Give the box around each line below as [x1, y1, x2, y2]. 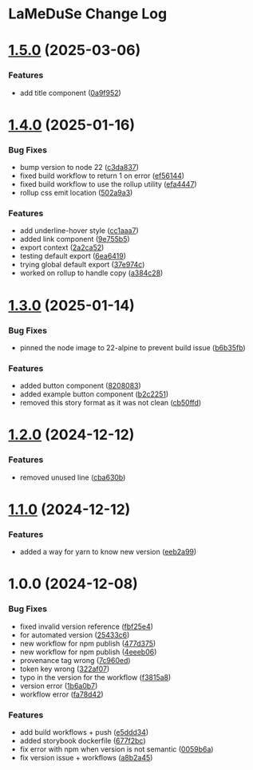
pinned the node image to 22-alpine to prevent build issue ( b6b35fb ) [19, 342, 246, 352]
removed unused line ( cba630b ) [19, 472, 126, 482]
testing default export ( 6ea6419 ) [19, 251, 126, 261]
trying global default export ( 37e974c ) [19, 260, 145, 270]
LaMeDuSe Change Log [8, 5, 168, 23]
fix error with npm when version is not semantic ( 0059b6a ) [19, 744, 214, 754]
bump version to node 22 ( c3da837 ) [19, 163, 140, 172]
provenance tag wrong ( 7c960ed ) [19, 655, 131, 665]
